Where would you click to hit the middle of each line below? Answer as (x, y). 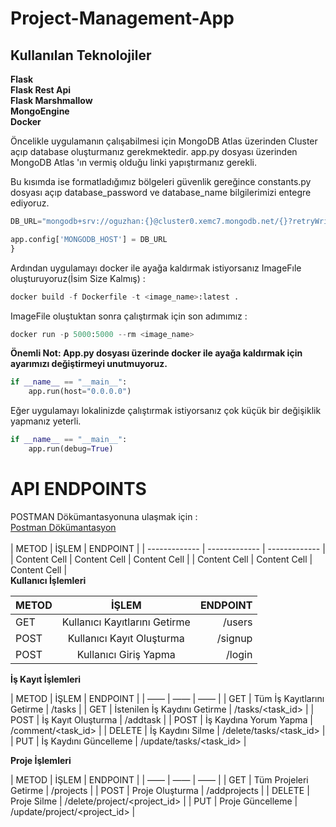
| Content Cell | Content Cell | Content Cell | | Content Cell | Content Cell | (161, 559)
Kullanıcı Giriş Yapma (126, 654)
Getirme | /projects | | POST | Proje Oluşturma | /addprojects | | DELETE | (160, 790)
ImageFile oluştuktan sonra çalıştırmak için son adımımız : (129, 316)
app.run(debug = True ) (71, 449)
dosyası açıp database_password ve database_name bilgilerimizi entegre (161, 192)
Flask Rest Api (41, 90)
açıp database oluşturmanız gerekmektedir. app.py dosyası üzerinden (154, 151)
